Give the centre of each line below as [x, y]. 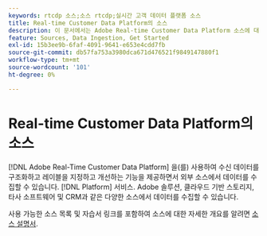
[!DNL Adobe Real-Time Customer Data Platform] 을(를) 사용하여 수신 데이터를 [134, 167]
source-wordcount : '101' [49, 68]
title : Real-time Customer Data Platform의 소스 [88, 23]
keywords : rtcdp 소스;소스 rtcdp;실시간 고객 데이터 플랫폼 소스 [105, 15]
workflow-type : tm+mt [44, 60]
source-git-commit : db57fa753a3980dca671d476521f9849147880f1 [114, 52]
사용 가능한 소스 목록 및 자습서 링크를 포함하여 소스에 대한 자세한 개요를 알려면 [130, 213]
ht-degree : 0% [32, 75]
